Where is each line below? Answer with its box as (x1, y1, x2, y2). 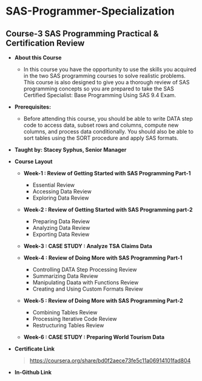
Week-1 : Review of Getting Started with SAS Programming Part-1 (23, 170, 191, 177)
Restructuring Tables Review (32, 322, 104, 329)
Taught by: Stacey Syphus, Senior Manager (14, 146, 127, 153)
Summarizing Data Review (32, 272, 98, 280)
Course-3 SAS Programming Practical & (5, 29, 159, 39)
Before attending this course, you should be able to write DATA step (23, 115, 194, 122)
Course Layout (14, 158, 53, 165)
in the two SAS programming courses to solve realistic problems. (23, 72, 186, 79)
